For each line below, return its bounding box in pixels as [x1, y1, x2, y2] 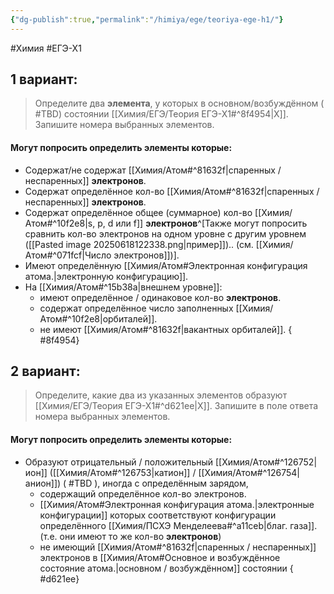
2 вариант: [10, 363, 81, 380]
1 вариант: [10, 71, 78, 88]
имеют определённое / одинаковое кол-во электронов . [39, 291, 282, 303]
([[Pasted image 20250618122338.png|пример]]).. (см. [24, 238, 254, 250]
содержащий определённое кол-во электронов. [39, 487, 247, 500]
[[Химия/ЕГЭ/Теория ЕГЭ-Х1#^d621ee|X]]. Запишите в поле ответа [34, 400, 319, 412]
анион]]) [24, 477, 62, 489]
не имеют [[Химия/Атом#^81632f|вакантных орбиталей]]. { [39, 323, 293, 335]
